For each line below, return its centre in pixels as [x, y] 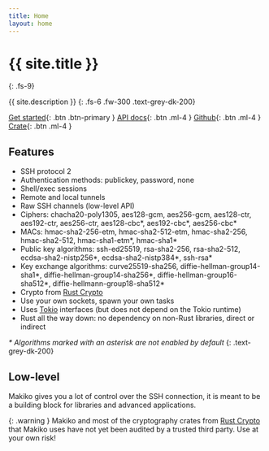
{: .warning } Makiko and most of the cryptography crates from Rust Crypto [134, 421]
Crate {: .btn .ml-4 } [40, 126]
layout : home [30, 24]
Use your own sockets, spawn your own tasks [97, 301]
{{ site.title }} [54, 64]
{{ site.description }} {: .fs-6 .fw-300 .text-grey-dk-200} [102, 102]
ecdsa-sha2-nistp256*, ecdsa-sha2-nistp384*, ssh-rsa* [116, 258]
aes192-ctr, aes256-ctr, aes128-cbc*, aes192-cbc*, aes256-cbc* [128, 223]
